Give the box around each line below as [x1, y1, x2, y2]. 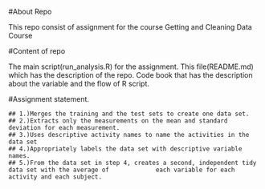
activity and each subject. [8, 173, 103, 181]
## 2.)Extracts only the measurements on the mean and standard [8, 117, 228, 125]
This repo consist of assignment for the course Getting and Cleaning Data [8, 22, 253, 31]
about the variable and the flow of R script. [8, 79, 150, 88]
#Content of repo [8, 46, 66, 55]
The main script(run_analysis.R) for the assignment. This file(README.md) [8, 62, 255, 71]
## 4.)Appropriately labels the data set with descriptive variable [8, 145, 243, 153]
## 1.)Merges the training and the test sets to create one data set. [8, 110, 250, 118]
